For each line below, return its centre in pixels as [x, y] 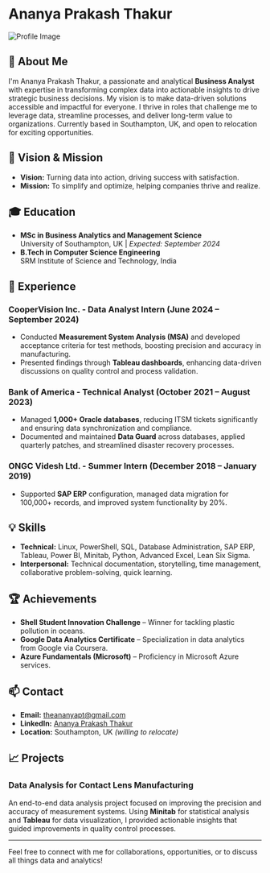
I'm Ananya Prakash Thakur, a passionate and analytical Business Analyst [131, 81]
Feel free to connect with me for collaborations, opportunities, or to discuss [133, 851]
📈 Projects [36, 758]
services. [35, 665]
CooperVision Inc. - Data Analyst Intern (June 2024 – [114, 309]
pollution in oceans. [53, 631]
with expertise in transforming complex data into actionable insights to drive [134, 89]
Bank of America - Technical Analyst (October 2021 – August [129, 391]
